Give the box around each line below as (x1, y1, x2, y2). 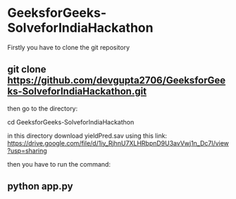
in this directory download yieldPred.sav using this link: (7, 131, 168, 140)
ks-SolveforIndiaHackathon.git (7, 86, 147, 98)
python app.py (7, 181, 73, 193)
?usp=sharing (7, 146, 47, 155)
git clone (7, 63, 47, 75)
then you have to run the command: (7, 160, 111, 168)
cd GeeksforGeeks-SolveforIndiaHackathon (7, 117, 135, 126)
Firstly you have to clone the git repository (7, 43, 130, 51)
